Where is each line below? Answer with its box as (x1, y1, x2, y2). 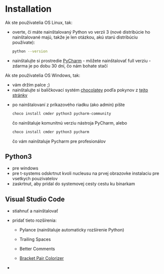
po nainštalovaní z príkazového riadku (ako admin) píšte (12, 102, 125, 107)
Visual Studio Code (5, 195, 65, 203)
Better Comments (19, 246, 55, 252)
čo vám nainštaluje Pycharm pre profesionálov (12, 138, 106, 144)
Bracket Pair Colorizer (19, 255, 64, 261)
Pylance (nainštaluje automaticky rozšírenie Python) (19, 227, 124, 233)
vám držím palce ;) (12, 82, 50, 87)
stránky (12, 92, 28, 98)
